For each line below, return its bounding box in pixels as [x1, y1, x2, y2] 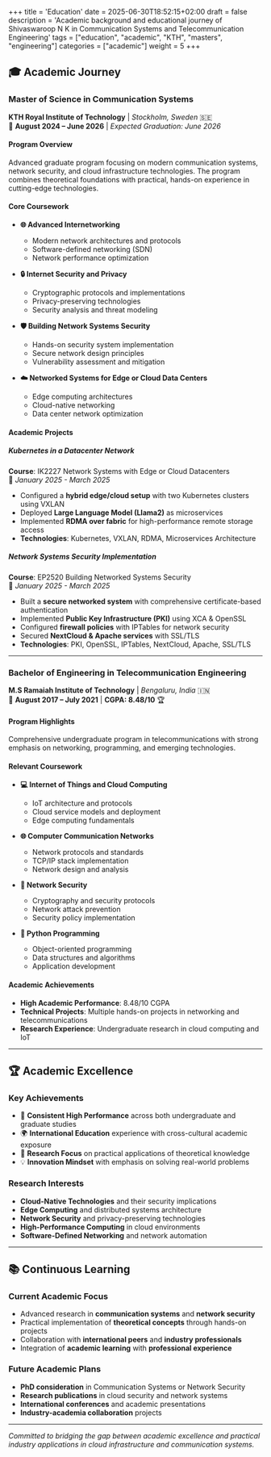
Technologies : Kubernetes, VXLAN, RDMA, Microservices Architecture [19, 533, 256, 543]
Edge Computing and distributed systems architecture [19, 1204, 202, 1214]
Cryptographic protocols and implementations [31, 288, 186, 298]
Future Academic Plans [8, 1363, 102, 1375]
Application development [31, 961, 115, 971]
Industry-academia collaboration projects [19, 1408, 163, 1417]
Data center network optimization [31, 409, 144, 419]
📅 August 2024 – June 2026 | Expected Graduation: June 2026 [8, 121, 222, 131]
